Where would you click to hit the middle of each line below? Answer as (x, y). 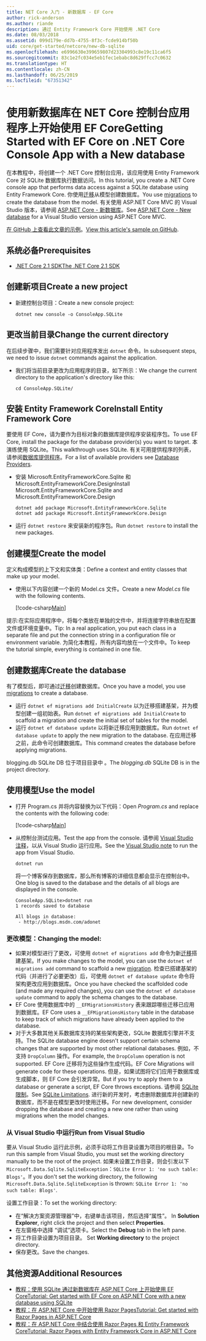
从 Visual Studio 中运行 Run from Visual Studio (76, 1133)
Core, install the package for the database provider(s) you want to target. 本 (102, 442)
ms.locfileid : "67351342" (39, 81)
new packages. (34, 533)
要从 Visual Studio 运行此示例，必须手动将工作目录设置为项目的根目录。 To (100, 1147)
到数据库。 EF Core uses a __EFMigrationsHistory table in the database (105, 1012)
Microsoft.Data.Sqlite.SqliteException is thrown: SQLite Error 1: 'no (97, 1184)
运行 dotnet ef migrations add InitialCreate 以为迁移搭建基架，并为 (104, 706)
